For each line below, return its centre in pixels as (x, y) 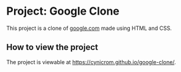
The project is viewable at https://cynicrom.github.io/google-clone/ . (91, 62)
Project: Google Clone (63, 11)
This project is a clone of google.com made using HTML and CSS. (89, 28)
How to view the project (52, 47)
